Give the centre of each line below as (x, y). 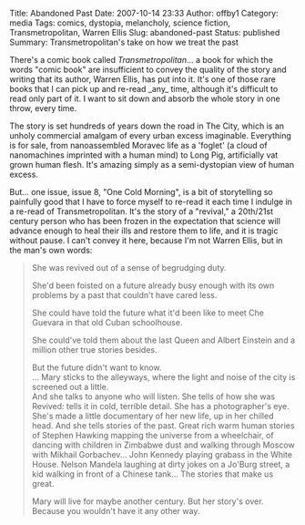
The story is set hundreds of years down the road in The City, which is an (147, 126)
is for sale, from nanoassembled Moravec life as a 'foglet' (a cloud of (138, 145)
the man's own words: (51, 250)
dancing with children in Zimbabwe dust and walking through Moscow (163, 445)
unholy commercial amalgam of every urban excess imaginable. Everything (150, 135)
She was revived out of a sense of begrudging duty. (129, 268)
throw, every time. (43, 108)
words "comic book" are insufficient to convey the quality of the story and (148, 69)
